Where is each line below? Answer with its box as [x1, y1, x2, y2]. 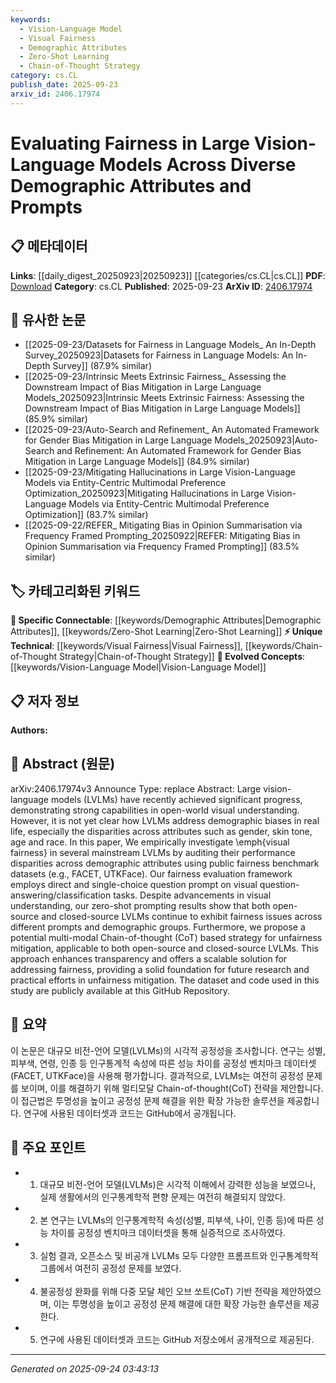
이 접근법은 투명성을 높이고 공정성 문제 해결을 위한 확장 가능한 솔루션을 [10, 1094, 285, 1106]
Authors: [10, 724, 48, 736]
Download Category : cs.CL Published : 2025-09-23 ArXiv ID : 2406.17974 [10, 280, 313, 292]
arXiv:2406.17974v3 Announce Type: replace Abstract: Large [10, 782, 262, 795]
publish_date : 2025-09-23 [10, 80, 118, 90]
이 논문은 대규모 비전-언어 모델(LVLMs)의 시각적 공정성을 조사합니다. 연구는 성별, [10, 1044, 327, 1056]
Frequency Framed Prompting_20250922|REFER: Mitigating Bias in [24, 530, 301, 542]
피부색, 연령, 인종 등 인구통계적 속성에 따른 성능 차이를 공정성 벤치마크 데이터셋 [10, 1057, 317, 1069]
